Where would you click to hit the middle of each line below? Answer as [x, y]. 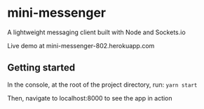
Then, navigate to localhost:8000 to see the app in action [90, 98]
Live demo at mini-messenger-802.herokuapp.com [81, 45]
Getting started [41, 68]
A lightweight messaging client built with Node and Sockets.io [96, 32]
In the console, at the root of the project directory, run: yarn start [102, 85]
